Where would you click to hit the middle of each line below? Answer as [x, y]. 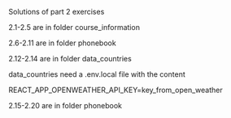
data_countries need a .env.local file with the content [97, 74]
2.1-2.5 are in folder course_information [74, 27]
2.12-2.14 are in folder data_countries [70, 59]
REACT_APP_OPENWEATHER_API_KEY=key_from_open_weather [115, 90]
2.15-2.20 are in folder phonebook [65, 105]
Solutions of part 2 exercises [57, 12]
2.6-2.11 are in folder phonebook [62, 43]
